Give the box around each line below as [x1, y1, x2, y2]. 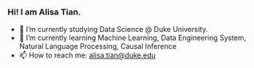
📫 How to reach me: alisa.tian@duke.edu [18, 50, 157, 60]
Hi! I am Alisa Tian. [7, 6, 81, 18]
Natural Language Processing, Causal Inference [18, 42, 177, 51]
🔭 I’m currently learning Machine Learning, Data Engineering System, [18, 33, 247, 42]
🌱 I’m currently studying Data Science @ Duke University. [18, 25, 208, 34]
